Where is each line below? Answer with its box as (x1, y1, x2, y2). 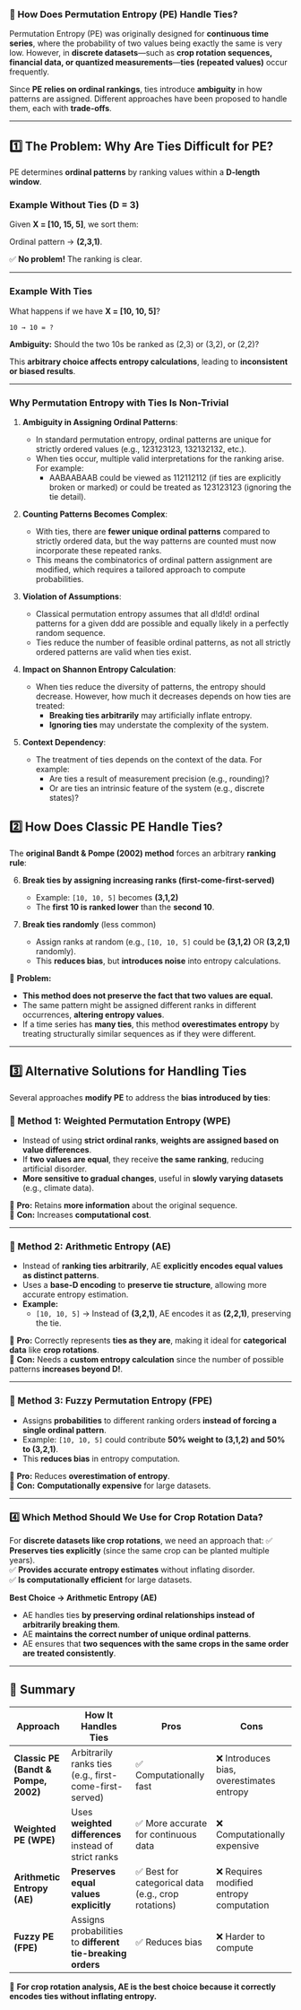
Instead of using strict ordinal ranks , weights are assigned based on (21, 1135, 279, 1145)
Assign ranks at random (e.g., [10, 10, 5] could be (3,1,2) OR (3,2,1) (35, 936, 291, 947)
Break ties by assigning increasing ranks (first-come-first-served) (21, 874, 275, 885)
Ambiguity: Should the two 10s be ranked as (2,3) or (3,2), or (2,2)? (9, 338, 260, 349)
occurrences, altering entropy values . (21, 1009, 165, 1020)
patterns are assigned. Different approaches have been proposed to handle (9, 93, 288, 104)
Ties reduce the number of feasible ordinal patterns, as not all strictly (35, 637, 291, 648)
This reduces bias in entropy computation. (21, 1453, 181, 1464)
